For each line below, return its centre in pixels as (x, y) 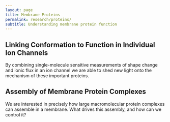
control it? (16, 114)
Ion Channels (27, 53)
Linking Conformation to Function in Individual (80, 44)
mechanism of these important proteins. (47, 76)
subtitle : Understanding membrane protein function (61, 24)
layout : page (19, 10)
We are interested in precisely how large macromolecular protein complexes (85, 104)
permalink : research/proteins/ (38, 19)
